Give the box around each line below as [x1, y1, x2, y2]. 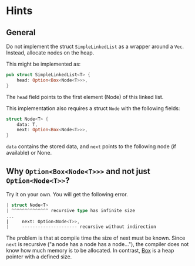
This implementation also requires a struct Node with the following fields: [6, 104, 180, 112]
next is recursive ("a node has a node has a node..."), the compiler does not [6, 241, 189, 248]
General [6, 28, 36, 37]
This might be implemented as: [6, 60, 81, 67]
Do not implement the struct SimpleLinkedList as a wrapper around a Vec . [6, 43, 184, 50]
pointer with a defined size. [6, 253, 72, 260]
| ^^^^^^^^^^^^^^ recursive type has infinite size [6, 207, 135, 213]
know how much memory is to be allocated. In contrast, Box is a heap [6, 247, 174, 254]
